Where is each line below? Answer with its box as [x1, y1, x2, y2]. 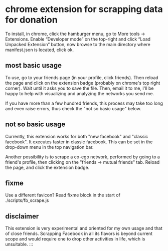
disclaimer [5, 212, 39, 220]
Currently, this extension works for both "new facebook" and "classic [5, 133, 148, 139]
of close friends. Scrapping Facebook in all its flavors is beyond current [5, 230, 153, 236]
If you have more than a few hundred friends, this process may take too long [5, 100, 163, 106]
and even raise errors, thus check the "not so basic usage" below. [5, 105, 141, 111]
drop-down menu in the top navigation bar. [5, 144, 94, 150]
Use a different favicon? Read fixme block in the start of [5, 192, 120, 198]
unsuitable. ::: [5, 241, 34, 247]
